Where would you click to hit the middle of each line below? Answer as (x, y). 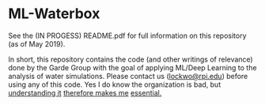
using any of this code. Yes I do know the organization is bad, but (115, 84)
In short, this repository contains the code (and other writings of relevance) (131, 59)
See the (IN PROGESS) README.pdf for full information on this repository (127, 36)
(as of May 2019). (37, 43)
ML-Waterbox (54, 14)
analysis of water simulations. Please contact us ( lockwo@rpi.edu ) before (128, 76)
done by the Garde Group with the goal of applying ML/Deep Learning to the (132, 67)
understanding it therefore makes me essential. (85, 92)
